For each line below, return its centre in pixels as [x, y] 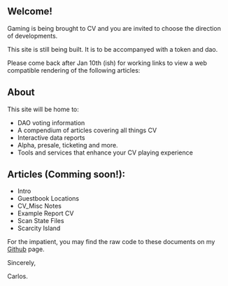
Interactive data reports [51, 137]
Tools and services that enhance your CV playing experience [105, 152]
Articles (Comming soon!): [66, 174]
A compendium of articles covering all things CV [87, 130]
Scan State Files [41, 221]
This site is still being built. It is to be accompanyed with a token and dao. [113, 49]
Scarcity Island [39, 228]
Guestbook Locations [48, 199]
